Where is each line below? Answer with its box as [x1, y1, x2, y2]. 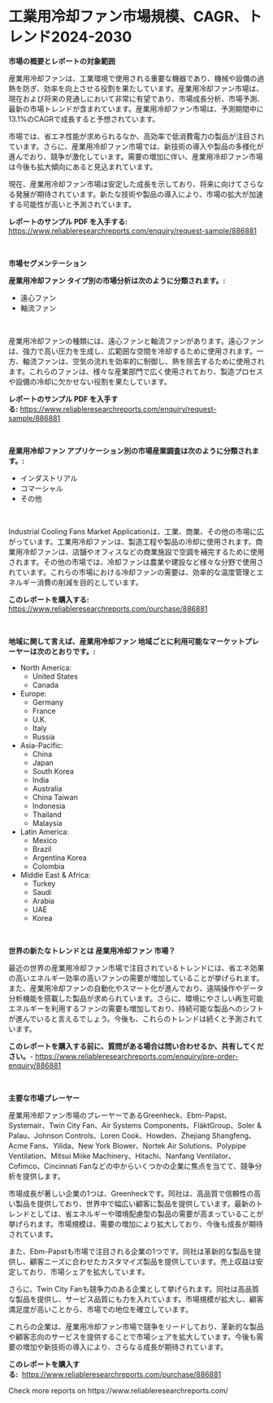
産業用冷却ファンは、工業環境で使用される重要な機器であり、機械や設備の [8, 73, 258, 83]
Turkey [32, 879, 56, 888]
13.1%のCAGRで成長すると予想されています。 [8, 114, 160, 124]
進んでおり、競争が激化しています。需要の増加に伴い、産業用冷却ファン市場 [8, 151, 263, 161]
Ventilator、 [196, 1151, 236, 1161]
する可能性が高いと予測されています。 [8, 199, 136, 209]
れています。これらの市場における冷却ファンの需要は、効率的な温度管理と [8, 567, 258, 577]
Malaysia [32, 818, 63, 827]
